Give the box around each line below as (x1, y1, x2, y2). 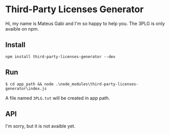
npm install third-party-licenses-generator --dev (5, 54, 116, 59)
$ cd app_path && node (5, 82, 54, 87)
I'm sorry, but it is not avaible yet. (5, 123, 76, 129)
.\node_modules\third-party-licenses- (55, 82, 139, 87)
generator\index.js (5, 86, 47, 91)
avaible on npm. (5, 25, 39, 32)
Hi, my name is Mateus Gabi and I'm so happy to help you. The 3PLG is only (5, 20, 165, 26)
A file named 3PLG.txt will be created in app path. (5, 95, 110, 101)
